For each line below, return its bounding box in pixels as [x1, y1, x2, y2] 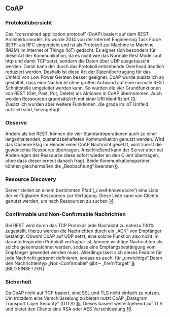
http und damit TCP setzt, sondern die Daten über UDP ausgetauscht [5, 58, 150, 64]
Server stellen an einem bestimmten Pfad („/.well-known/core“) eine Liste [5, 187, 159, 194]
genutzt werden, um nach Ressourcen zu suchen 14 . [5, 198, 115, 204]
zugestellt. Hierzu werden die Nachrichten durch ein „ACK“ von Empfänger [5, 228, 162, 234]
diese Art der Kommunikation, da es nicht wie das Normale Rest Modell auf [5, 52, 162, 58]
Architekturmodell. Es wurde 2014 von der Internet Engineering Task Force [5, 36, 161, 42]
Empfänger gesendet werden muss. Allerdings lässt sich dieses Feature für [5, 249, 162, 256]
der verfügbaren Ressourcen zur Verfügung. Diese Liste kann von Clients [5, 193, 158, 199]
